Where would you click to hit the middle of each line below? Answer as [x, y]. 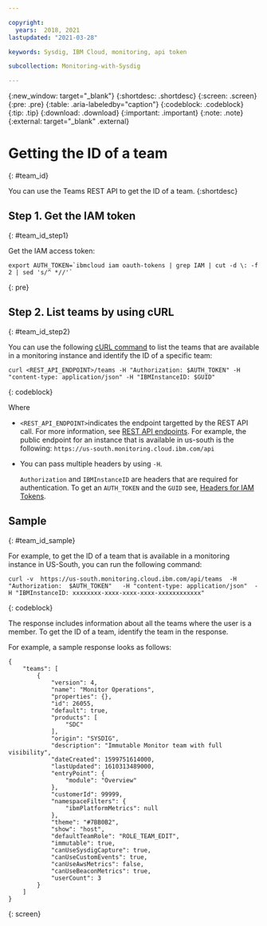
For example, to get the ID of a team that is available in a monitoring [119, 556]
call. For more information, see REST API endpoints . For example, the [133, 431]
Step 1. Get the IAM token [72, 216]
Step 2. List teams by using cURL [91, 312]
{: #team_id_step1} [39, 235]
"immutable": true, [83, 843]
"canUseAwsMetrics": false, [98, 864]
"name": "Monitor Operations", [103, 690]
